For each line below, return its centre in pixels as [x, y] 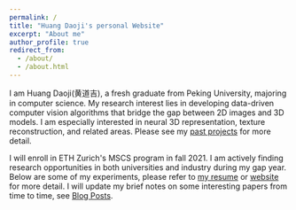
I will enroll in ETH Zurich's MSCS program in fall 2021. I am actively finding [146, 158]
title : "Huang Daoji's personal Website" [87, 26]
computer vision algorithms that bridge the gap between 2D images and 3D [147, 113]
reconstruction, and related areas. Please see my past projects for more [140, 131]
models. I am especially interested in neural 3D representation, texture [137, 121]
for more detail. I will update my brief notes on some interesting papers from [148, 186]
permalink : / [33, 17]
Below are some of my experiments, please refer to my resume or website [144, 176]
